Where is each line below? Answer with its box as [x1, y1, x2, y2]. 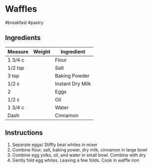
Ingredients [5, 34, 41, 42]
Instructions [5, 128, 43, 137]
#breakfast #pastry [5, 20, 44, 25]
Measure [7, 48, 29, 55]
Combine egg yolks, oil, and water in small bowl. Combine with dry [12, 152, 146, 158]
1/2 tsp [7, 64, 24, 71]
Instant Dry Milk [55, 80, 91, 87]
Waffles [5, 3, 38, 15]
